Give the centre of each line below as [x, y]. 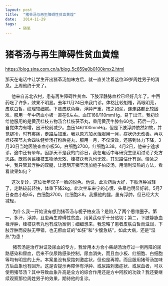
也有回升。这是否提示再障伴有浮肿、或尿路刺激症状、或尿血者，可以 [92, 266]
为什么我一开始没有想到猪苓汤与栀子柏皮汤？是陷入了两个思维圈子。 [82, 211]
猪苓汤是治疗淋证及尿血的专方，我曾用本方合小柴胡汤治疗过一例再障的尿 [87, 247]
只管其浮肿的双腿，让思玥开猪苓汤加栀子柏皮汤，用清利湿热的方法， [88, 165]
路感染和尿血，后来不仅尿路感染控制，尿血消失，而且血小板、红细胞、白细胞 [84, 253]
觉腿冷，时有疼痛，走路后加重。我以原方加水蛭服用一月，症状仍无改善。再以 [84, 134]
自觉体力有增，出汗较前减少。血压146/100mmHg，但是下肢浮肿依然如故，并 [84, 128]
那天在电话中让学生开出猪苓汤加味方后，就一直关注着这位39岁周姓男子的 [80, 79]
